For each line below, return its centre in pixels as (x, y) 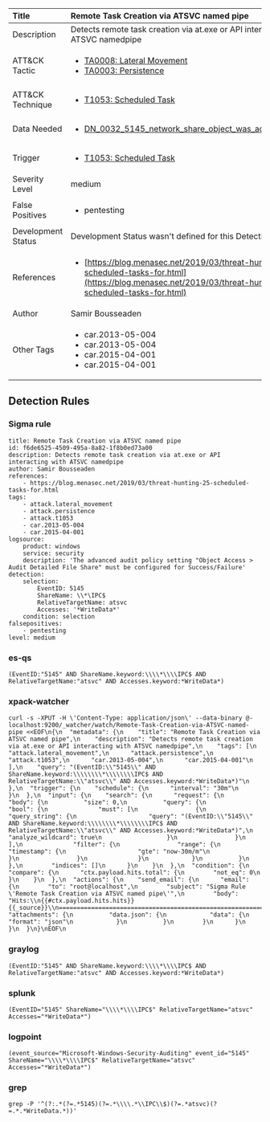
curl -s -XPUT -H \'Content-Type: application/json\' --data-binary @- (131, 718)
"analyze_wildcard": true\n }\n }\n (127, 838)
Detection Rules (49, 401)
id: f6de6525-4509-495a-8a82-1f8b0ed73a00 (80, 448)
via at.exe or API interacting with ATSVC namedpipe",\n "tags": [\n (133, 746)
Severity (28, 179)
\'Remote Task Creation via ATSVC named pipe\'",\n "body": (124, 894)
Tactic (24, 70)
